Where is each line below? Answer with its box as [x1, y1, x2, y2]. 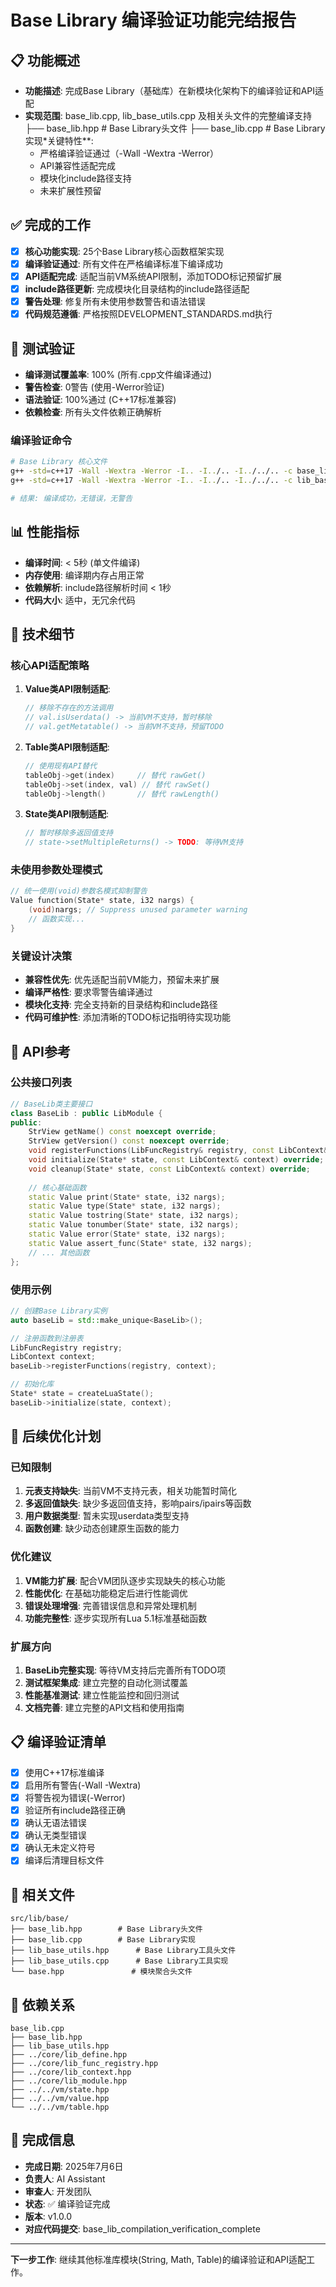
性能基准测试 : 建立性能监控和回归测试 [24, 1689, 180, 1701]
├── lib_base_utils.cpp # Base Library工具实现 [10, 1956, 229, 1966]
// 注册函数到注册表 [10, 1333, 84, 1343]
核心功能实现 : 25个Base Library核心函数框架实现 [24, 245, 225, 257]
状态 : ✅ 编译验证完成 [24, 2197, 111, 2210]
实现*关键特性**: [24, 135, 94, 146]
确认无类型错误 [24, 1829, 87, 1841]
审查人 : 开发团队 [24, 2185, 92, 2197]
